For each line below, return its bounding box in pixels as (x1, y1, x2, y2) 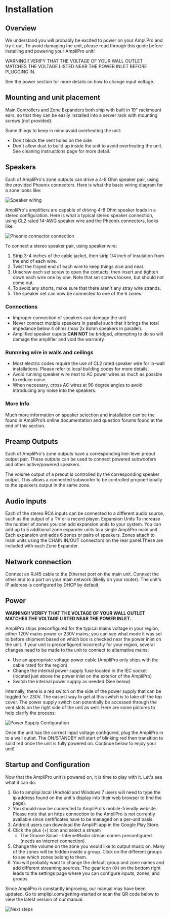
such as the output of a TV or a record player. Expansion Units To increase (5, 516, 160, 522)
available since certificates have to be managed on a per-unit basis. (12, 816, 154, 822)
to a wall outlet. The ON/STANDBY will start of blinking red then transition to (5, 735, 163, 741)
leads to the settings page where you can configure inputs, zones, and (12, 870, 160, 876)
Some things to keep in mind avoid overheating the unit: (5, 127, 121, 133)
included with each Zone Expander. (5, 543, 79, 549)
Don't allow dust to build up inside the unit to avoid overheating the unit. (12, 142, 163, 148)
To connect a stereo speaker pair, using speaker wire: (5, 242, 117, 249)
